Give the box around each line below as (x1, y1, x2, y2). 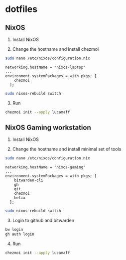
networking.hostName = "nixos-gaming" (5, 165, 86, 170)
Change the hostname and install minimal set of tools (12, 146, 122, 152)
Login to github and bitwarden (12, 218, 75, 224)
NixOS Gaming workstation (5, 124, 91, 132)
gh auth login (5, 232, 35, 237)
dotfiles (5, 3, 38, 15)
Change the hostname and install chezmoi (12, 46, 99, 52)
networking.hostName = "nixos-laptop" (5, 65, 86, 70)
